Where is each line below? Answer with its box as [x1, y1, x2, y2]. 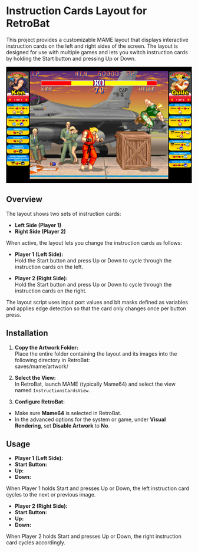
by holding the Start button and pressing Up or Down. [6, 55, 136, 62]
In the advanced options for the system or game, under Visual [14, 416, 166, 423]
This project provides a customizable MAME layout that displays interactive [6, 36, 189, 43]
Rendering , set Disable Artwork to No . [14, 422, 110, 429]
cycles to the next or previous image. [6, 491, 96, 498]
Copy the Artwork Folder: [14, 344, 78, 351]
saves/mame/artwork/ [14, 363, 69, 370]
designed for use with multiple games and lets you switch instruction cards [6, 48, 189, 55]
